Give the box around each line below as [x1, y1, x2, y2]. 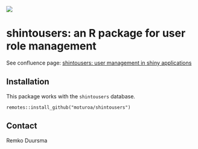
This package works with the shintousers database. [6, 92, 136, 100]
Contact [6, 121, 37, 131]
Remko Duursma [6, 136, 48, 144]
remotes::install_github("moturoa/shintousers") [6, 104, 131, 110]
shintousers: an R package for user [6, 27, 186, 40]
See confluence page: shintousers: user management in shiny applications [6, 59, 192, 66]
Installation [6, 77, 49, 87]
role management [6, 39, 97, 53]
